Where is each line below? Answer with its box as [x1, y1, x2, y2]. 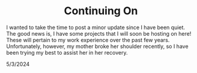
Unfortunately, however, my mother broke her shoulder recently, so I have [6, 43, 189, 50]
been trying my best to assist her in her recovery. [6, 49, 128, 56]
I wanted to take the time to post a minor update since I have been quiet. [6, 24, 185, 31]
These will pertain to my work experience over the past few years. [6, 36, 170, 43]
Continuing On [64, 4, 138, 18]
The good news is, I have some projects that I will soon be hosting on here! [6, 30, 192, 37]
